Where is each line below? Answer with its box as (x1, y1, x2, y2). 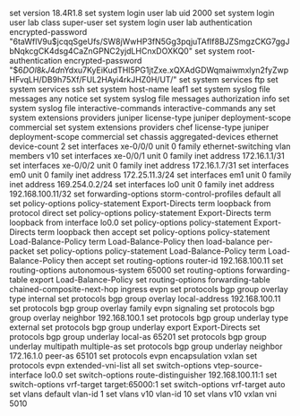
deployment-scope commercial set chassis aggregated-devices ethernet (9, 132, 279, 142)
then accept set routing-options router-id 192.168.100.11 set (66, 256, 284, 265)
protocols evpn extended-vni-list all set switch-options (9, 360, 212, 370)
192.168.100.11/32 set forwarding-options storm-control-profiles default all (9, 188, 281, 199)
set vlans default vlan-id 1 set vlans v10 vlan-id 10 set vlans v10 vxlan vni (9, 389, 278, 399)
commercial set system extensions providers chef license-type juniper (9, 122, 270, 133)
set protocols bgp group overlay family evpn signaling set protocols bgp (9, 303, 275, 313)
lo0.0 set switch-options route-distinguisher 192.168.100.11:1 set (44, 369, 278, 380)
